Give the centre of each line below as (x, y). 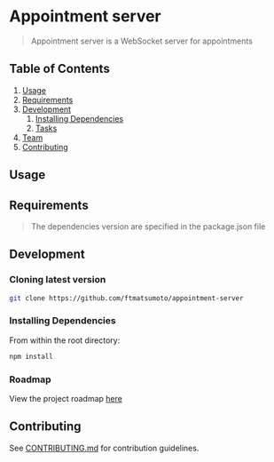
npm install (31, 356)
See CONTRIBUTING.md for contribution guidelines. (104, 448)
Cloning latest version (58, 280)
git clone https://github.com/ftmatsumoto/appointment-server (126, 298)
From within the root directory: (65, 340)
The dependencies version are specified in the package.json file (148, 226)
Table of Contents (60, 69)
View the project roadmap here (66, 398)
